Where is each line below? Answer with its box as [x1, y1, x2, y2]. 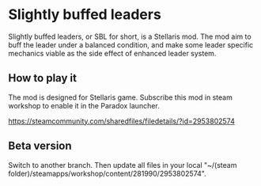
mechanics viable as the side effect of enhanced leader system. [8, 48, 217, 58]
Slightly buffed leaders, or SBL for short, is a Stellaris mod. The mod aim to [8, 32, 252, 41]
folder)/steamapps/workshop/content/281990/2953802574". [8, 169, 207, 178]
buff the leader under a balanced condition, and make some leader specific [8, 40, 254, 49]
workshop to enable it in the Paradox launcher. [8, 101, 160, 110]
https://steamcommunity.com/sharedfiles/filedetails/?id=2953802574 [8, 116, 235, 126]
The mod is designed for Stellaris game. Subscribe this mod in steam [8, 93, 233, 102]
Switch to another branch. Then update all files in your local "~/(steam [8, 160, 237, 169]
